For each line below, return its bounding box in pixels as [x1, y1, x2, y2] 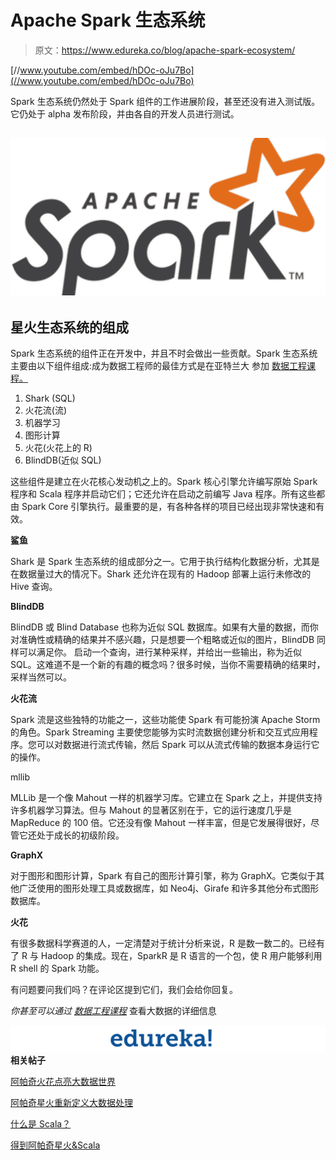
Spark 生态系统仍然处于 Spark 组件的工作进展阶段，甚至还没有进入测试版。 [10, 95, 321, 107]
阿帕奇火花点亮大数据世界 [10, 1075, 116, 1087]
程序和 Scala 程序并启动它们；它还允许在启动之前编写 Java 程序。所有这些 [10, 488, 317, 500]
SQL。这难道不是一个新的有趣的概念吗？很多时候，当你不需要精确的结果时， [10, 659, 326, 671]
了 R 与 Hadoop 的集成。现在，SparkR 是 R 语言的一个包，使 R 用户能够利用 [10, 950, 323, 962]
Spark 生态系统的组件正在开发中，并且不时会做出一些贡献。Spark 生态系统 [10, 347, 318, 360]
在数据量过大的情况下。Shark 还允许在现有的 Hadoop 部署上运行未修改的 [10, 568, 312, 580]
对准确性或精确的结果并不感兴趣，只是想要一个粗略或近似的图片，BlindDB [10, 634, 315, 646]
